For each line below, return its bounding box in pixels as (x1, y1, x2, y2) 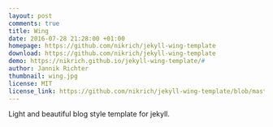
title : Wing (8, 27, 49, 35)
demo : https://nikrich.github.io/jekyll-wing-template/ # (8, 57, 206, 66)
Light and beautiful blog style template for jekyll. (8, 109, 171, 119)
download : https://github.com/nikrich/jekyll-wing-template (8, 49, 217, 57)
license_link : (8, 87, 57, 95)
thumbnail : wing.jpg (8, 72, 79, 80)
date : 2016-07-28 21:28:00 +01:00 (8, 34, 126, 43)
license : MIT (8, 79, 53, 87)
